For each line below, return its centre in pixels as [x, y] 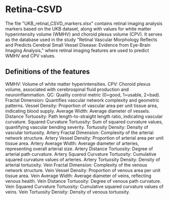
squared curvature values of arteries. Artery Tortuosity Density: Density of [83, 159]
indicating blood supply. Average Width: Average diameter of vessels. [78, 111]
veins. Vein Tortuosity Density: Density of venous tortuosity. [68, 192]
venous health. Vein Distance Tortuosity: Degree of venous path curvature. [83, 181]
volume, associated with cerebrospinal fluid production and [67, 89]
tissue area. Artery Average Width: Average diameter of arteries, [72, 143]
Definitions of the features [48, 72]
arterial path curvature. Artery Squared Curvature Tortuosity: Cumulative [81, 154]
